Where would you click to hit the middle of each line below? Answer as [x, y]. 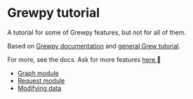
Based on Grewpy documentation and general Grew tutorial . [94, 46]
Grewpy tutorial [54, 13]
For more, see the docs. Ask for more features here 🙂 [84, 59]
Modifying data [39, 88]
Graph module [38, 73]
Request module [41, 80]
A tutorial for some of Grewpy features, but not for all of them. [96, 32]
